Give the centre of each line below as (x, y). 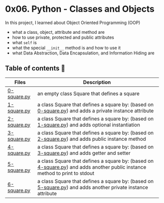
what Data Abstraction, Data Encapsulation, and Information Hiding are (83, 53)
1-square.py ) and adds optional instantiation (89, 125)
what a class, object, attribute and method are (58, 32)
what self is (24, 42)
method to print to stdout (66, 173)
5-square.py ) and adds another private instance (93, 187)
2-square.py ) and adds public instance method (92, 139)
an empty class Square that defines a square (89, 93)
